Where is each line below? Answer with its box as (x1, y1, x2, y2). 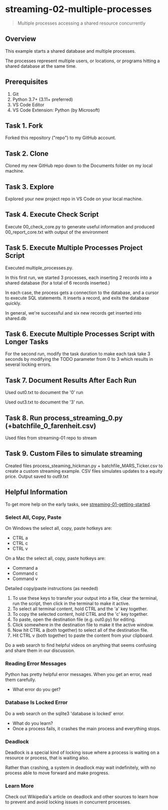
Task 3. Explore (5, 182, 54, 191)
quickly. (5, 300, 22, 306)
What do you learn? (12, 720, 53, 726)
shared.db (5, 315, 27, 321)
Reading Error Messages (5, 660, 67, 667)
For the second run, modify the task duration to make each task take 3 (5, 351, 150, 357)
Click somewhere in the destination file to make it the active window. (12, 621, 154, 628)
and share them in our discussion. (5, 647, 75, 653)
